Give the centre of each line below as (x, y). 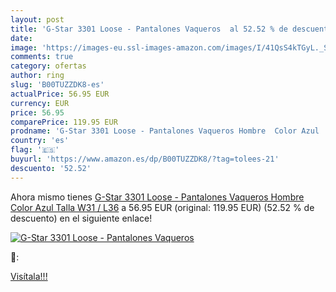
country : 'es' (40, 141)
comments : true (42, 57)
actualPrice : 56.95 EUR (60, 94)
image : (24, 47)
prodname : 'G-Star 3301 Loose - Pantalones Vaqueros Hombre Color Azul (165, 131)
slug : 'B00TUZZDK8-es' (57, 85)
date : (21, 38)
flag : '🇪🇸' (35, 150)
